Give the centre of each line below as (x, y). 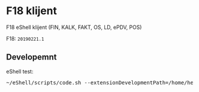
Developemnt (32, 57)
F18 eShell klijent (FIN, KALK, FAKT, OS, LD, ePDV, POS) (74, 27)
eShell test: (20, 71)
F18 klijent (32, 11)
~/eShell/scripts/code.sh (44, 83)
